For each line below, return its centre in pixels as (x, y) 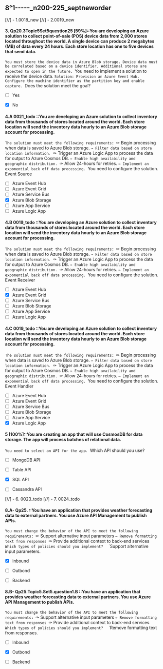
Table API (22, 470)
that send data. (21, 52)
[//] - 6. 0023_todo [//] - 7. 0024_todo (43, 499)
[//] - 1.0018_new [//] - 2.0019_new (40, 20)
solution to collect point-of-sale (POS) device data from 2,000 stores (76, 36)
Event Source (18, 174)
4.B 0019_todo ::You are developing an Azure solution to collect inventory (81, 223)
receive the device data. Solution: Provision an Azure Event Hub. (72, 76)
